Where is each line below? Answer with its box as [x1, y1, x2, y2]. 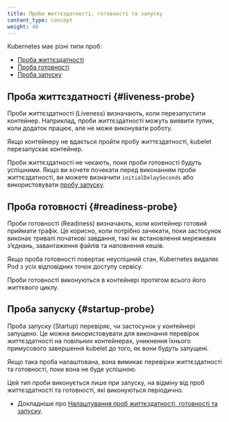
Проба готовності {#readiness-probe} [7, 201, 178, 212]
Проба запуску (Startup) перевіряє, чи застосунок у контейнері [7, 322, 196, 330]
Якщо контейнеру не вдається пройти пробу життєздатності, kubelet [7, 137, 212, 146]
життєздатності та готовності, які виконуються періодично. [7, 386, 184, 394]
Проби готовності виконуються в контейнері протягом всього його [7, 276, 206, 284]
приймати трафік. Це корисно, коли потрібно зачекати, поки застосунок [7, 227, 222, 235]
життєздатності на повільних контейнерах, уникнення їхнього [7, 336, 191, 345]
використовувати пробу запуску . [7, 180, 105, 189]
